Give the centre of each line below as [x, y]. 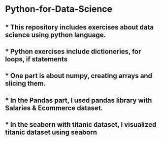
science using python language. [55, 35]
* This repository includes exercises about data [80, 27]
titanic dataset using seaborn [51, 132]
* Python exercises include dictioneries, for [73, 51]
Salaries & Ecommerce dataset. [54, 108]
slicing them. [26, 84]
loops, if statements [36, 59]
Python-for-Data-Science [59, 9]
